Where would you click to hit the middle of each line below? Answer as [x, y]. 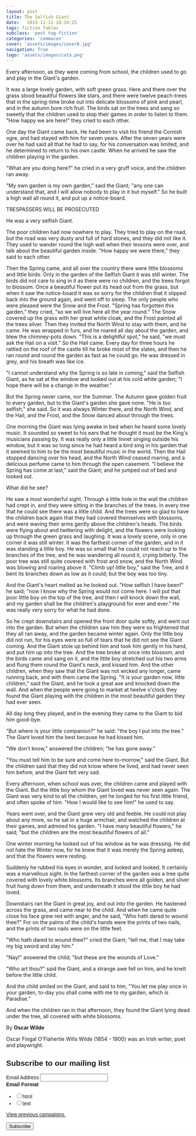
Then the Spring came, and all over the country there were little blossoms [94, 268]
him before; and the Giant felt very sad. [53, 772]
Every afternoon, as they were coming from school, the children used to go [97, 71]
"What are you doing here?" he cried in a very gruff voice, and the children [96, 168]
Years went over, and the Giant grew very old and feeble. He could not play [97, 814]
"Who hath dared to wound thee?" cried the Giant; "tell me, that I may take [96, 939]
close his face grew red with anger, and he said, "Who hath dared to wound [97, 916]
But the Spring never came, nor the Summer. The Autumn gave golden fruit [97, 396]
